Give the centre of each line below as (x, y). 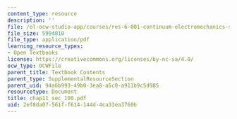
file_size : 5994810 (36, 33)
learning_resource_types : (45, 46)
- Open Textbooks (33, 53)
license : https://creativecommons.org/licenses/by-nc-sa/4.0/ (101, 59)
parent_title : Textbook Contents (56, 72)
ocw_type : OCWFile (34, 66)
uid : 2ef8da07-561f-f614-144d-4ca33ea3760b (72, 105)
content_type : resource (42, 14)
